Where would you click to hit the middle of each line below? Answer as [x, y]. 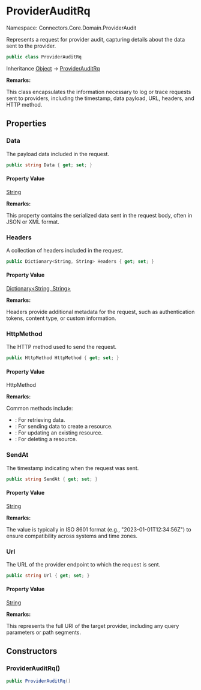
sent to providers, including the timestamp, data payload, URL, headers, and [100, 98]
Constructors [32, 651]
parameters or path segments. [44, 632]
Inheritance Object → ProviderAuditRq [53, 68]
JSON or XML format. [33, 222]
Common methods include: [40, 409]
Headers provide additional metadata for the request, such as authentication [100, 312]
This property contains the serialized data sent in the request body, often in [99, 215]
